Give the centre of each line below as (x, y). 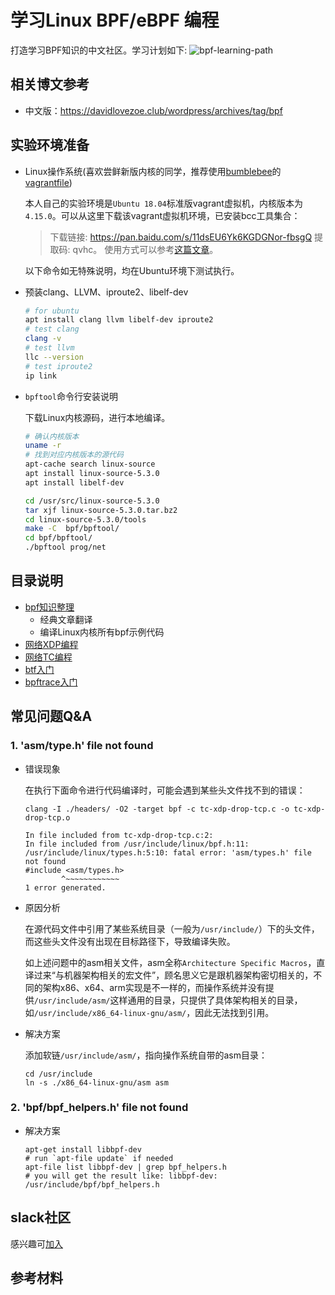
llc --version (54, 357)
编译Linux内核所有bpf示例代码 (102, 632)
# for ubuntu (52, 311)
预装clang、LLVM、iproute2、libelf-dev (106, 292)
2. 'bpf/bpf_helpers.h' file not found (99, 1108)
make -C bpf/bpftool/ (72, 529)
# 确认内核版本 (52, 436)
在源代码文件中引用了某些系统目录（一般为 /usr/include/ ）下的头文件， (172, 928)
